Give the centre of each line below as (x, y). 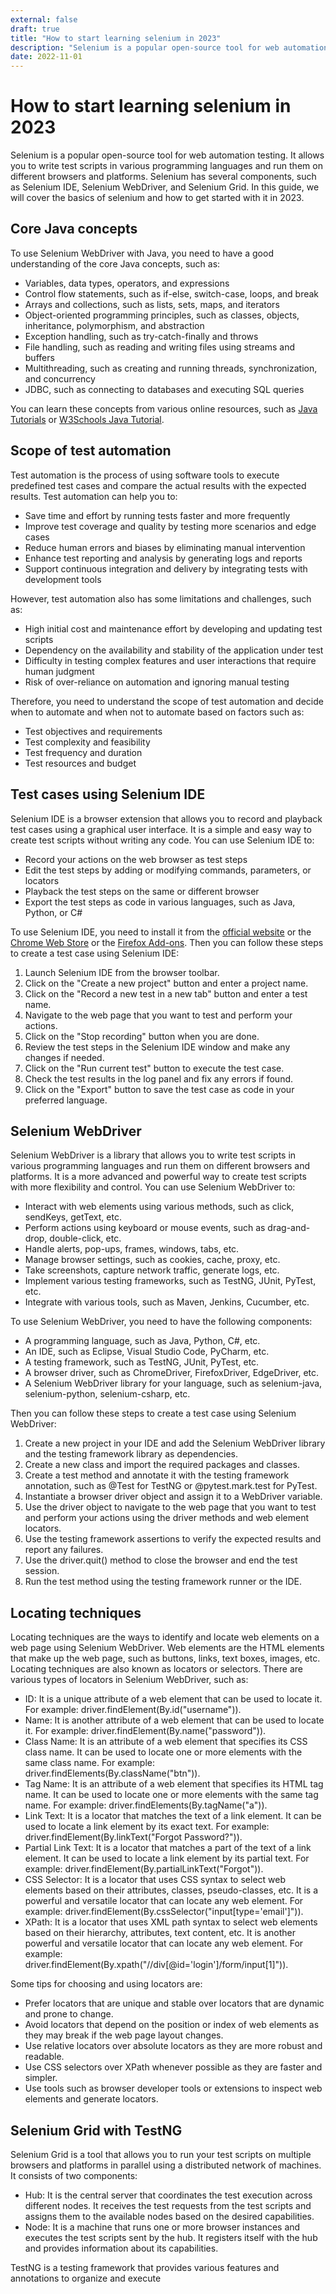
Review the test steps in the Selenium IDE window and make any (157, 1047)
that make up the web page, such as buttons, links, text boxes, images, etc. (165, 1658)
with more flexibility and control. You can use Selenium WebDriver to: (153, 1187)
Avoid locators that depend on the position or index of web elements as (172, 2025)
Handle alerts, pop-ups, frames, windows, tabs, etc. (132, 1249)
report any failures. (64, 1550)
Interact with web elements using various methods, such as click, (159, 1207)
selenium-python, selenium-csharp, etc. (107, 1394)
